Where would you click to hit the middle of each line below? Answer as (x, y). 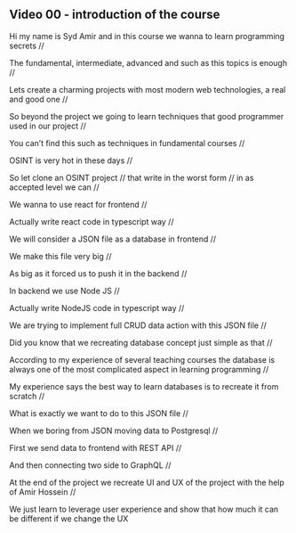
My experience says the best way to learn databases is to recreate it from (144, 386)
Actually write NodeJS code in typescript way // (97, 307)
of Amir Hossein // (43, 492)
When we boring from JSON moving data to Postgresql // (114, 430)
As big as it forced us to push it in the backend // (98, 273)
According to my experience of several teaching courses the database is (142, 359)
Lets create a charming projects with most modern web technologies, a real (148, 89)
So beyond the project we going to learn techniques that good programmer (147, 116)
